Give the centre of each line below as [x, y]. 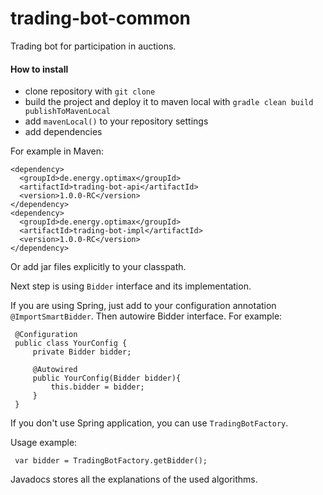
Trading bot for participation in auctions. [93, 46]
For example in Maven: [57, 151]
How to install [39, 69]
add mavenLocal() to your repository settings [116, 121]
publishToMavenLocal [67, 112]
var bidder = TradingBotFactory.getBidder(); [111, 461]
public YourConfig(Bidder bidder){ [107, 378]
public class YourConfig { [71, 343]
